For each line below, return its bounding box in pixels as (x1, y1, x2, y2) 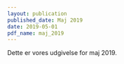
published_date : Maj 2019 (7, 17, 83, 24)
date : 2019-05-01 (7, 23, 58, 30)
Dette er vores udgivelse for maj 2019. (7, 49, 117, 57)
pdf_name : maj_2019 (7, 29, 64, 37)
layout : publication (7, 10, 68, 17)
